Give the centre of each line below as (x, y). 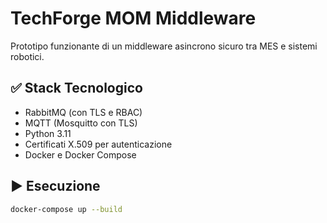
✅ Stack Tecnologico (76, 88)
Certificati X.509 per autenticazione (98, 144)
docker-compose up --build (66, 209)
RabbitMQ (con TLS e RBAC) (83, 112)
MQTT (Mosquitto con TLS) (81, 123)
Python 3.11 (48, 133)
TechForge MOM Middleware (133, 18)
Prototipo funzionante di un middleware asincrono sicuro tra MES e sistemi (164, 46)
